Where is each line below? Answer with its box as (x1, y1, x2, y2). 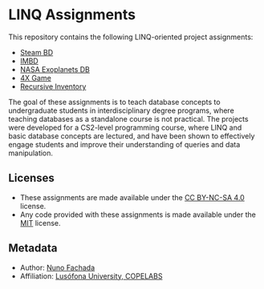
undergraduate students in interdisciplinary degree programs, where (8, 106, 234, 115)
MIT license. (19, 218, 61, 227)
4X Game (19, 73, 52, 82)
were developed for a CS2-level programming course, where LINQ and (8, 122, 242, 132)
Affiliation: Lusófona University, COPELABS (19, 271, 163, 281)
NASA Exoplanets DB (19, 64, 91, 74)
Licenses (8, 171, 55, 185)
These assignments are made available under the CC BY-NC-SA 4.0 (19, 192, 245, 202)
